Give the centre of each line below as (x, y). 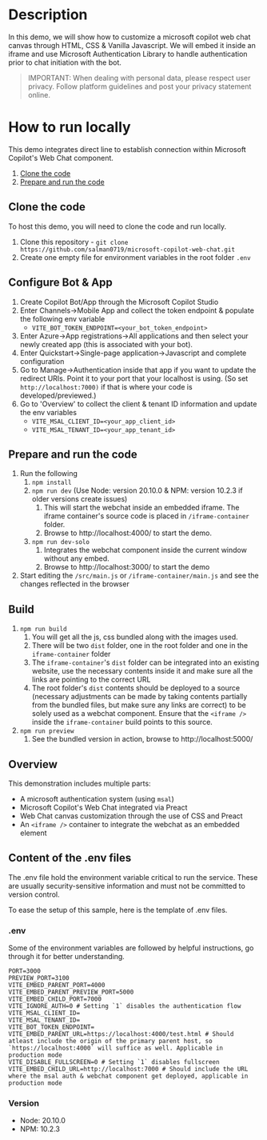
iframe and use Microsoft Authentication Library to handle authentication (128, 54)
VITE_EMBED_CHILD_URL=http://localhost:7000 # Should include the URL (128, 1070)
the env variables (48, 412)
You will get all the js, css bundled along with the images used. (135, 637)
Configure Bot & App (61, 283)
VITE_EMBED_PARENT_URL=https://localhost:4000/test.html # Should (121, 1034)
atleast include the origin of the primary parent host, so (111, 1042)
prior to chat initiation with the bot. (65, 62)
